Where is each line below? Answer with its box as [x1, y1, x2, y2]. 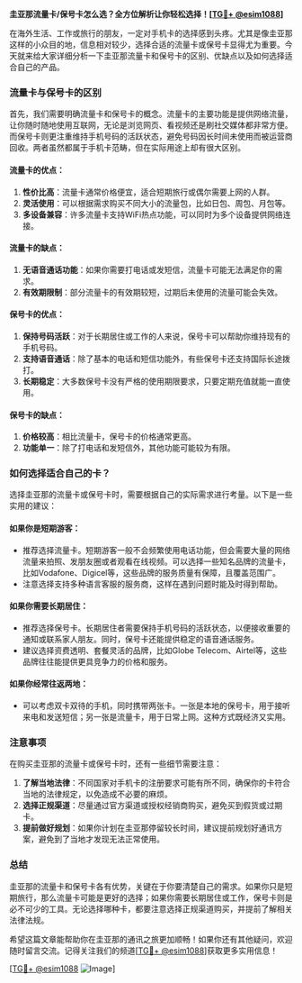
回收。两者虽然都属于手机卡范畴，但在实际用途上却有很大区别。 [9, 142, 245, 153]
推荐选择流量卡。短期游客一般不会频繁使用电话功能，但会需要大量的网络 [22, 544, 290, 555]
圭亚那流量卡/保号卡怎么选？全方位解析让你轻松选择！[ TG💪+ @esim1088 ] [9, 9, 284, 19]
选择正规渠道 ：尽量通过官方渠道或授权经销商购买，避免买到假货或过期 [22, 800, 283, 811]
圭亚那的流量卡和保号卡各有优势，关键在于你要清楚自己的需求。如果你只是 [9, 880, 285, 891]
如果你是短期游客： [9, 523, 81, 533]
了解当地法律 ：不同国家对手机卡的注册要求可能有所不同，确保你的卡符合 [22, 778, 290, 788]
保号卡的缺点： [9, 409, 65, 420]
